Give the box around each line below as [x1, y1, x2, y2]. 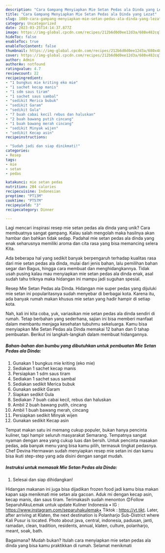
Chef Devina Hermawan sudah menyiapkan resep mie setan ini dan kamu [5, 448, 154, 454]
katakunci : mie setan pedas [5, 180, 63, 185]
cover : [5, 52, 19, 58]
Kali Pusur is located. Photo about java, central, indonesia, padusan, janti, [5, 518, 154, 524]
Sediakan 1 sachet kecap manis [12, 366, 76, 372]
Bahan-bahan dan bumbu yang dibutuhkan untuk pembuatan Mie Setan [5, 343, 156, 349]
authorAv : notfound [5, 62, 46, 67]
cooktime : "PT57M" [5, 198, 43, 203]
